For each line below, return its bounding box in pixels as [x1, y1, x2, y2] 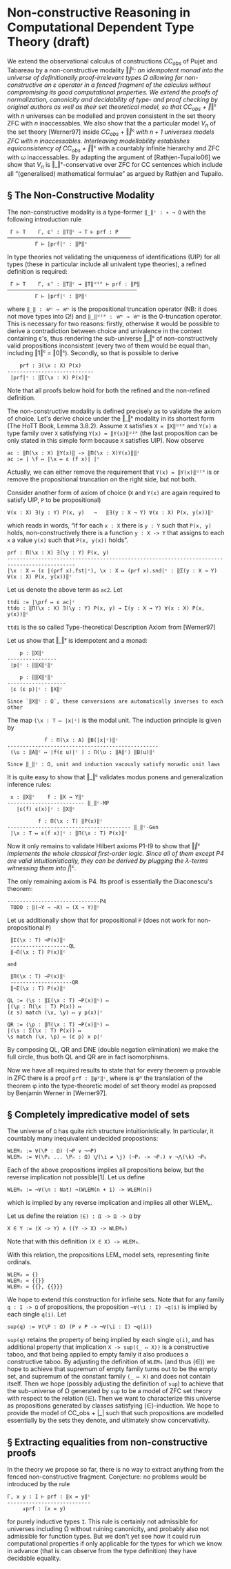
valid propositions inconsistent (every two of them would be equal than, [7, 341, 211, 350]
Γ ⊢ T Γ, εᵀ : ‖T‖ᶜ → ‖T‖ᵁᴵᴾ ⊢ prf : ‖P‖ [10, 281, 140, 288]
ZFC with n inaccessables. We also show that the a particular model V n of [7, 119, 216, 129]
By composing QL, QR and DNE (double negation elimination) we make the [7, 1045, 219, 1053]
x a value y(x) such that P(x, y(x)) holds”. [7, 536, 129, 544]
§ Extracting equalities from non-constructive [7, 1436, 208, 1448]
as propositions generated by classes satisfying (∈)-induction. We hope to [7, 1401, 219, 1410]
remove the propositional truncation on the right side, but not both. [7, 474, 197, 483]
